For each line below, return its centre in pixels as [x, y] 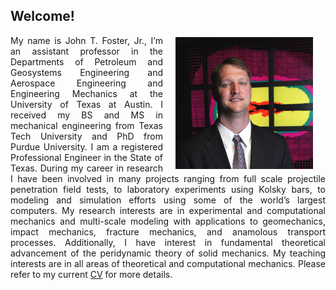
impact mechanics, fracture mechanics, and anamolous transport [168, 231]
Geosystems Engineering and [86, 72]
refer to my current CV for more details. [91, 274]
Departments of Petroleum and [86, 61]
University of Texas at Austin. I [86, 104]
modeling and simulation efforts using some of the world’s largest [168, 200]
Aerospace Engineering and [86, 83]
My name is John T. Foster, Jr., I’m [86, 40]
